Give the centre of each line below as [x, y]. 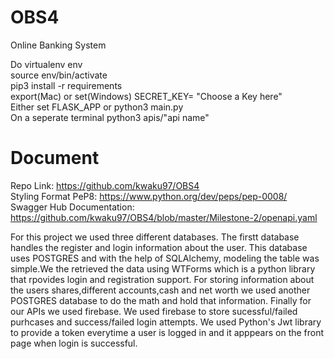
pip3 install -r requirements [66, 85]
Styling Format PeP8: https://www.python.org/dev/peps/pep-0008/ [149, 196]
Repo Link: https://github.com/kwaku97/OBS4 [105, 185]
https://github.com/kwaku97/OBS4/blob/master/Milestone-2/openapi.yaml [164, 217]
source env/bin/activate [59, 75]
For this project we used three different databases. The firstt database [155, 237]
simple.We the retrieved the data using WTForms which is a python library [163, 268]
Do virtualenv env [46, 64]
